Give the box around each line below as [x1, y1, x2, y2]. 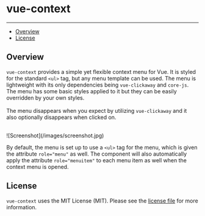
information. [6, 203, 37, 211]
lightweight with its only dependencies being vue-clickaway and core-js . [6, 81, 189, 88]
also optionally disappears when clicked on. [6, 113, 117, 121]
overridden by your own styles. [6, 94, 85, 101]
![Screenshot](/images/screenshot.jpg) [6, 132, 104, 139]
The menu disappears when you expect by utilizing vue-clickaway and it [6, 107, 187, 114]
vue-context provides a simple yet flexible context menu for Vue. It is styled [6, 68, 196, 75]
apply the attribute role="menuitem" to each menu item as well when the [6, 156, 187, 164]
